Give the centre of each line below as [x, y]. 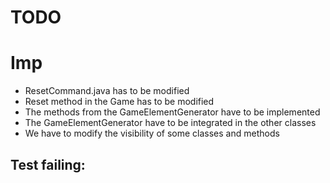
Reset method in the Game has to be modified [119, 102]
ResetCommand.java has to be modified [107, 91]
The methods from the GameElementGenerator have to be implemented [172, 112]
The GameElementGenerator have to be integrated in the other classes [170, 123]
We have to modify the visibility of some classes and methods [152, 133]
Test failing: [48, 164]
